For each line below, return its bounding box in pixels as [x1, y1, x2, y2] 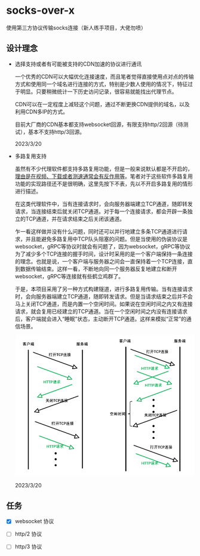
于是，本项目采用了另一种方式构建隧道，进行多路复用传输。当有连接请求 [14, 285, 193, 293]
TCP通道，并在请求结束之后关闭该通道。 [25, 215, 125, 222]
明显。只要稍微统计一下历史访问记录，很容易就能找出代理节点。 [20, 88, 177, 95]
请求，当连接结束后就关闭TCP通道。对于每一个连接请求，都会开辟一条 [14, 207, 188, 215]
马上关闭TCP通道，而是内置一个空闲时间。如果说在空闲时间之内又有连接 [14, 300, 193, 308]
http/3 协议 [14, 543, 42, 550]
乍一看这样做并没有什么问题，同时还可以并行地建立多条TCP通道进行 [14, 228, 183, 235]
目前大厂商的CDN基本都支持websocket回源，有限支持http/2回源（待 [14, 121, 184, 128]
